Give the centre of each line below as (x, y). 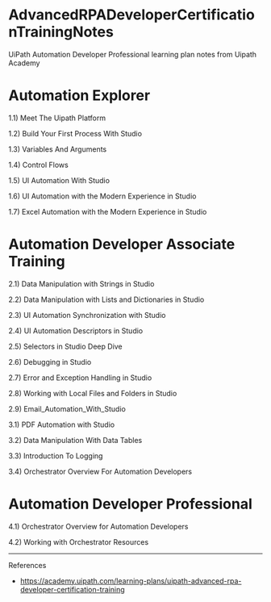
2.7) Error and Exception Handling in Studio (80, 378)
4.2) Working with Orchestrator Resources (79, 541)
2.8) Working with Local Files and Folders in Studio (93, 393)
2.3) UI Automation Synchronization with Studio (87, 315)
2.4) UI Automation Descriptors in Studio (76, 330)
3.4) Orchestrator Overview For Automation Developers (100, 471)
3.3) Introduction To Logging (56, 456)
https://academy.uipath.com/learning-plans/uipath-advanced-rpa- (131, 581)
